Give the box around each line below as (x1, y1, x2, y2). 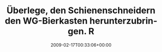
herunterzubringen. (68, 15, 158, 37)
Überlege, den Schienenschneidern (6, 5, 156, 16)
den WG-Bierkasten (4, 15, 88, 26)
